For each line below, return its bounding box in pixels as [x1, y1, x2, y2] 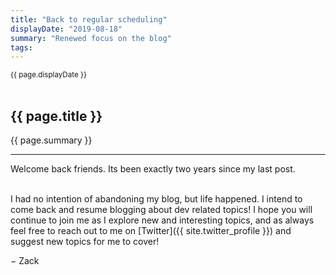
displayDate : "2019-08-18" [10, 24, 123, 34]
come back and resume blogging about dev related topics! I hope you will [10, 204, 313, 216]
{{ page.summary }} [10, 134, 93, 146]
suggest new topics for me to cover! [10, 236, 160, 248]
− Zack [10, 255, 40, 267]
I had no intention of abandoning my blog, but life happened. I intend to [10, 193, 303, 205]
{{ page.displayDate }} [10, 70, 88, 80]
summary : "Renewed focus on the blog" [10, 33, 172, 43]
